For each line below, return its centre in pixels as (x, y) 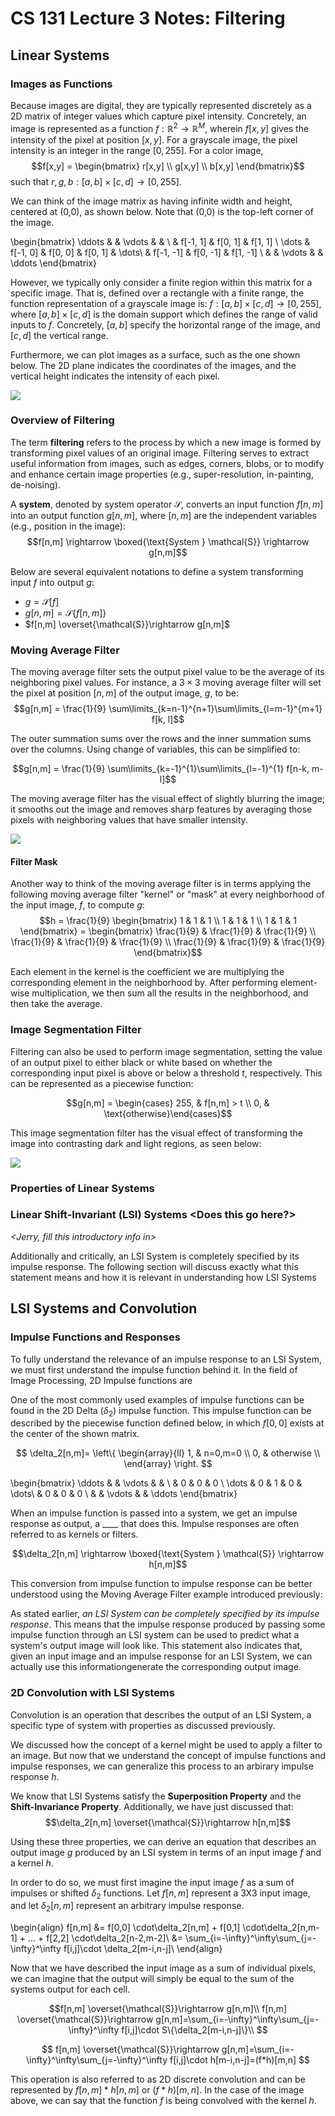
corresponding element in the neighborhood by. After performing (144, 983)
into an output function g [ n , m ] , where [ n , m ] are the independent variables (163, 515)
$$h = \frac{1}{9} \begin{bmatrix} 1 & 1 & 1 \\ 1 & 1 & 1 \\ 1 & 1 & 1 (168, 921)
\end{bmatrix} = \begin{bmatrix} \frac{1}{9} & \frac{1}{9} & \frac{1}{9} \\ (168, 931)
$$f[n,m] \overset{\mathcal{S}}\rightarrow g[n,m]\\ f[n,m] (168, 2009)
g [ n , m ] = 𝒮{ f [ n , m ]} (65, 613)
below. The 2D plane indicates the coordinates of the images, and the (153, 365)
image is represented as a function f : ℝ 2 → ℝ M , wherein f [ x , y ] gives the (160, 127)
